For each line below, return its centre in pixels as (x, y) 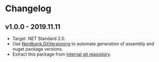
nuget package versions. (38, 49)
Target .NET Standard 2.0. (39, 38)
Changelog (28, 9)
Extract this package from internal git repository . (62, 54)
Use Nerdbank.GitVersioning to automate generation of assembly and (83, 44)
